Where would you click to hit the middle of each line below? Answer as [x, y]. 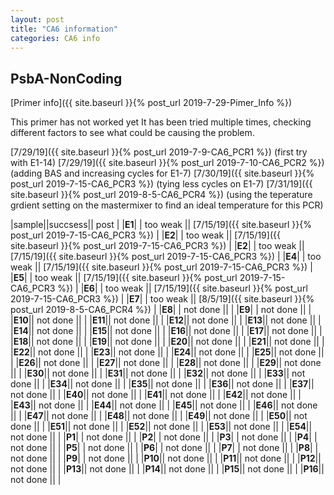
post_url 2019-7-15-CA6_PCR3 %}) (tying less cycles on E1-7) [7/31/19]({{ [161, 184]
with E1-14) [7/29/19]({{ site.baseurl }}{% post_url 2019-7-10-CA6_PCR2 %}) [167, 163]
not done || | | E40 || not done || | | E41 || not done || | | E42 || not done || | [156, 395]
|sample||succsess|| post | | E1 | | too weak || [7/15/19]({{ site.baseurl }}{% [161, 225]
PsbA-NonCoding [66, 78]
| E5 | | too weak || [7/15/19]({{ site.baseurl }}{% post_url [124, 278]
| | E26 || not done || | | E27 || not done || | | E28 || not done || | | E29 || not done [166, 363]
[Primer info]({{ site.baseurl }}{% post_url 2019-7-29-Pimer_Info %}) [151, 103]
